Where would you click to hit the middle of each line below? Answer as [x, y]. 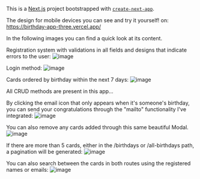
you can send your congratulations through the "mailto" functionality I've [96, 109]
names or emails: [27, 170]
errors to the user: [29, 56]
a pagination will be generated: [44, 152]
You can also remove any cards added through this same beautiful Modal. [98, 127]
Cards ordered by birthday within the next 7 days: [68, 80]
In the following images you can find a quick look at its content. [84, 38]
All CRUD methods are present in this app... [60, 91]
